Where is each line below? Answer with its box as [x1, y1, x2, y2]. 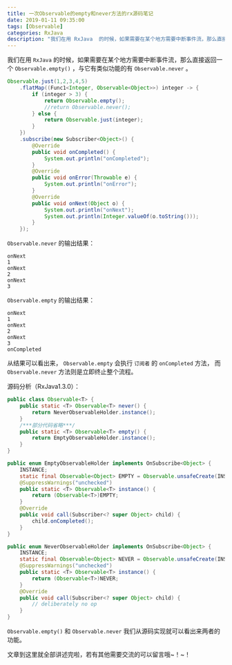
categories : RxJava [7, 29, 64, 37]
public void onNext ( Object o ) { [32, 200, 126, 207]
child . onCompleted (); [32, 517, 95, 525]
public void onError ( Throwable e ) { [32, 174, 137, 182]
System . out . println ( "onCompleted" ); [43, 155, 150, 162]
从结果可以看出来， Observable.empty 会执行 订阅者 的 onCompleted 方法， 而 [7, 359, 221, 367]
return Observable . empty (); [43, 97, 126, 104]
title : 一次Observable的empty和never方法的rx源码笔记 [7, 10, 154, 17]
